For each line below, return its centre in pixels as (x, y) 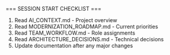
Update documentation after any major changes (74, 45)
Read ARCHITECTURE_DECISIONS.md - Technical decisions (89, 39)
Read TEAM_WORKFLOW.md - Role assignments (75, 33)
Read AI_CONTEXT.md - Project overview (66, 20)
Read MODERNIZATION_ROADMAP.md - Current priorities (86, 27)
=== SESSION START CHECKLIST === (53, 9)
